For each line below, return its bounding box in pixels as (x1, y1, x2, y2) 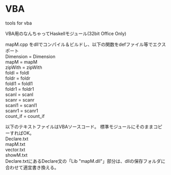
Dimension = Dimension (5, 53, 56, 59)
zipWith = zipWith (5, 64, 42, 70)
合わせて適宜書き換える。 (5, 164, 59, 170)
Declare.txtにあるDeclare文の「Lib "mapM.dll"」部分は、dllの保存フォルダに (5, 158, 166, 164)
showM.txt (5, 152, 28, 158)
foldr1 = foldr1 (5, 86, 34, 92)
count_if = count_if (5, 113, 45, 119)
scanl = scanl (5, 91, 34, 97)
